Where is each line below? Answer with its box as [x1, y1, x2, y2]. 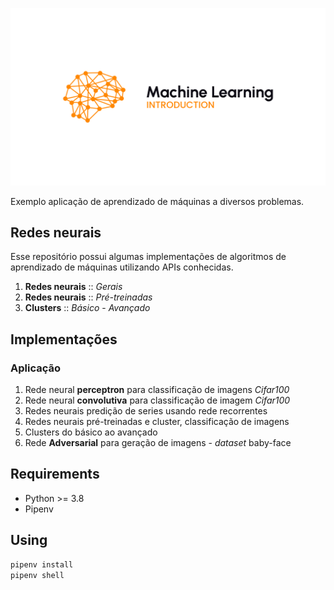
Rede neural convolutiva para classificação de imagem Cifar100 [24, 394, 291, 406]
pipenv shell [10, 570, 65, 580]
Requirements [10, 466, 100, 483]
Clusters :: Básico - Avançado [24, 302, 151, 314]
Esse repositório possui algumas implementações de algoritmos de [10, 251, 287, 263]
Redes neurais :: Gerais [24, 281, 123, 293]
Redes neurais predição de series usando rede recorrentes [24, 405, 268, 417]
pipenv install [10, 559, 74, 570]
